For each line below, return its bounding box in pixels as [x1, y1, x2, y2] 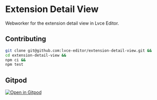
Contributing [5, 35, 46, 43]
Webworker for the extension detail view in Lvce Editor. [5, 20, 119, 26]
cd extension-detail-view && [5, 53, 66, 58]
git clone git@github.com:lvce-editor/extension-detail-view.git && [5, 48, 152, 53]
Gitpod [5, 76, 27, 84]
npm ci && [5, 57, 26, 62]
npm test [5, 62, 24, 67]
